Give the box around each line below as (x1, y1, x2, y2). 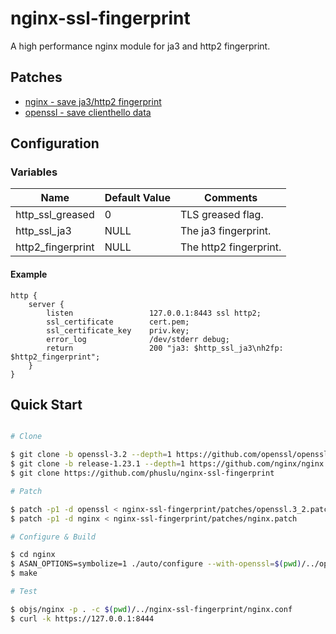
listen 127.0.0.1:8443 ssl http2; (46, 308, 262, 318)
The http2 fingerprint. (179, 240, 282, 254)
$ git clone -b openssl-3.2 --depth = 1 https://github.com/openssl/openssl (10, 450, 329, 460)
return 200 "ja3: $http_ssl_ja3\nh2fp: (46, 343, 284, 353)
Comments (204, 191, 258, 205)
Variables (10, 165, 58, 179)
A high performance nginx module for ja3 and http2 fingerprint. (10, 40, 271, 52)
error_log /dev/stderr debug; (46, 334, 230, 344)
